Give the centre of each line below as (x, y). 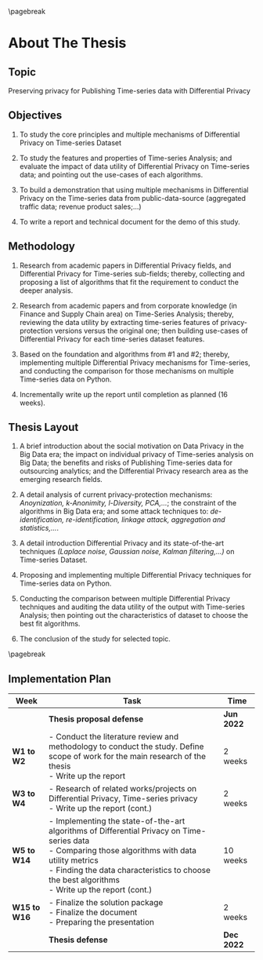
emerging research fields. (61, 480)
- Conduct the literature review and (113, 737)
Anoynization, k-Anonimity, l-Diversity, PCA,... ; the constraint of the (128, 503)
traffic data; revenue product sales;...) (81, 206)
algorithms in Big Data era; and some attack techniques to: (114, 511)
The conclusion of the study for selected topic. (95, 639)
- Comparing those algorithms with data (122, 851)
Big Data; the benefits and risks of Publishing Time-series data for (126, 463)
